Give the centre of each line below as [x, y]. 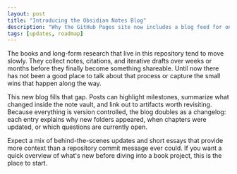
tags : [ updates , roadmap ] [45, 33]
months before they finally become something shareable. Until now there [113, 68]
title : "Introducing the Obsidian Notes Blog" [77, 20]
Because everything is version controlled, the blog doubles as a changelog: [117, 112]
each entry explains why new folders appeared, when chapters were [107, 120]
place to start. [28, 163]
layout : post [26, 14]
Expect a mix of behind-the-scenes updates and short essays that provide [115, 141]
